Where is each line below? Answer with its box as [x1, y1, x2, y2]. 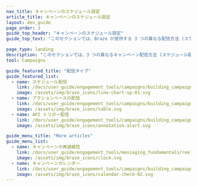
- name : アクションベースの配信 [11, 95, 80, 102]
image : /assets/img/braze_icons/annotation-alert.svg [16, 123, 151, 128]
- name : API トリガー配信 [11, 111, 69, 117]
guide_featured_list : [6, 73, 59, 79]
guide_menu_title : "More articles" [6, 133, 93, 139]
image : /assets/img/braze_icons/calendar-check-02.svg [16, 171, 154, 177]
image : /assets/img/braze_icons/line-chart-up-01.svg [16, 90, 151, 96]
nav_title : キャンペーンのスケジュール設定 [6, 8, 100, 15]
